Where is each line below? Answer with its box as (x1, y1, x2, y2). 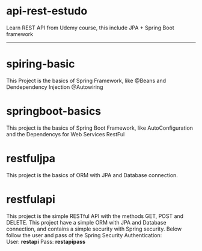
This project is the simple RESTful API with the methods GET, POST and (6, 212, 184, 220)
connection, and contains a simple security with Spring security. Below (6, 225, 182, 232)
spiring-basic (6, 57, 75, 71)
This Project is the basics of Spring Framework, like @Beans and (6, 77, 167, 84)
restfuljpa (6, 152, 56, 165)
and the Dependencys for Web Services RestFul (6, 130, 125, 138)
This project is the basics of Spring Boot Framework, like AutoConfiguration (6, 124, 194, 132)
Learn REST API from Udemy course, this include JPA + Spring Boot (6, 24, 174, 31)
